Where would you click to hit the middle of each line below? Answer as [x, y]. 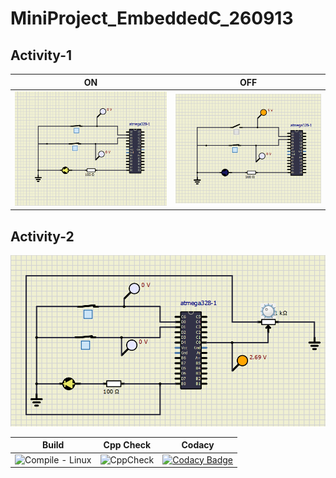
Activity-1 [41, 55]
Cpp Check [127, 445]
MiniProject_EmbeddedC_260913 [152, 18]
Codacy [198, 445]
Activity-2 [42, 236]
